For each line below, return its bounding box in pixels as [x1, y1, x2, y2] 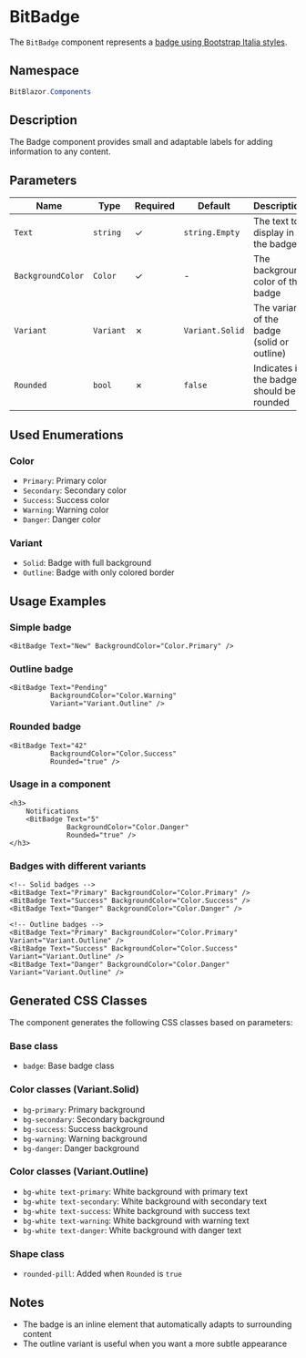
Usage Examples [9, 593, 107, 609]
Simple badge [9, 621, 72, 633]
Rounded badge [9, 720, 82, 733]
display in [253, 226, 294, 239]
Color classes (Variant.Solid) [9, 1083, 139, 1096]
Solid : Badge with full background [22, 558, 152, 569]
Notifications [25, 807, 79, 816]
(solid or [253, 335, 290, 348]
